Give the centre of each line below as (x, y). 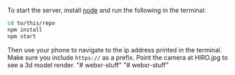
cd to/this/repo (31, 23)
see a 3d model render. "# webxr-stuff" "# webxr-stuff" (88, 65)
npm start (22, 36)
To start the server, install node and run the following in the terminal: (107, 10)
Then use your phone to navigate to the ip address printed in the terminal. (115, 50)
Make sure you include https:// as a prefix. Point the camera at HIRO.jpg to (118, 57)
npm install (25, 30)
